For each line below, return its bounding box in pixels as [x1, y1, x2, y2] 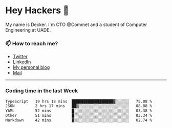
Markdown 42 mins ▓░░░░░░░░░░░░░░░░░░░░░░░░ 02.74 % [5, 118, 153, 123]
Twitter [12, 54, 28, 60]
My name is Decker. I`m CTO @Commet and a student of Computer [5, 21, 147, 28]
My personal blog [12, 64, 50, 70]
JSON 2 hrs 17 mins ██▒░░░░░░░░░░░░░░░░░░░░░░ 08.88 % [5, 104, 153, 109]
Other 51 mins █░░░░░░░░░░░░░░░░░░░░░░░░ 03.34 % [5, 113, 153, 118]
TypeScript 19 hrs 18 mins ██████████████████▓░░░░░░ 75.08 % [5, 99, 153, 104]
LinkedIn [12, 59, 31, 65]
